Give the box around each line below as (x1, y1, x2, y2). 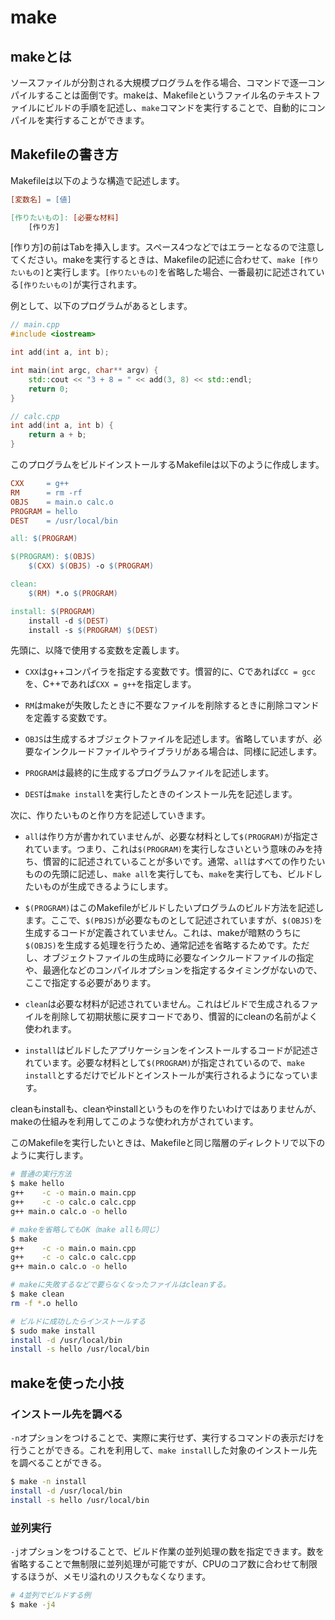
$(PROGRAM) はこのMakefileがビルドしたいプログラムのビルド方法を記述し (24, 902, 325, 914)
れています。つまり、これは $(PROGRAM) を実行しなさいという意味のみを (24, 843, 315, 855)
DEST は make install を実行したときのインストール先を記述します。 (24, 788, 298, 800)
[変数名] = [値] (10, 194, 72, 205)
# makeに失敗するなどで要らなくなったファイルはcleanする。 (10, 1280, 231, 1290)
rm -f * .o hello (10, 1298, 78, 1308)
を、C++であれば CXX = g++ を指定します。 (24, 678, 197, 690)
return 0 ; (28, 384, 70, 394)
